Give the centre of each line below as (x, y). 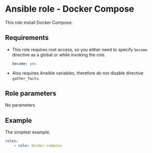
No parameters (20, 105)
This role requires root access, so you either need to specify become (80, 49)
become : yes (24, 64)
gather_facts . (26, 78)
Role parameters (31, 94)
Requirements (27, 38)
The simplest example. (28, 132)
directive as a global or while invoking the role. (59, 55)
